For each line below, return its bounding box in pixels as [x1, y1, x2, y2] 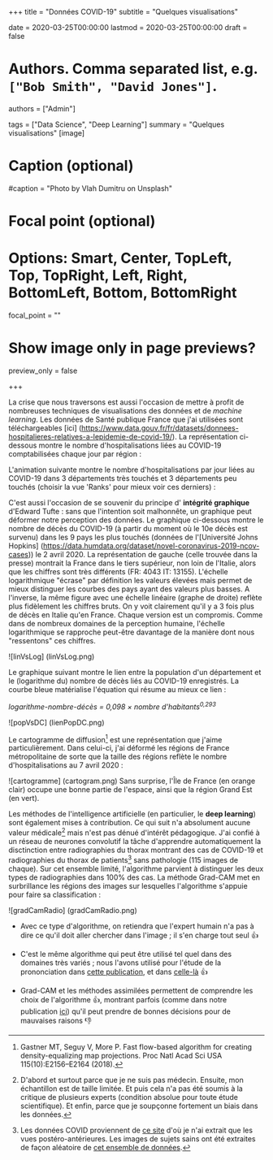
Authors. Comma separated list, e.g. [8, 60, 258, 78]
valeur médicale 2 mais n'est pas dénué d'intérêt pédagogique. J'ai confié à [8, 826, 260, 838]
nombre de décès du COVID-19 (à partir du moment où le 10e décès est [8, 523, 248, 533]
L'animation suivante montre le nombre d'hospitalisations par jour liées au [8, 465, 255, 474]
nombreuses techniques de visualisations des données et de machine [8, 405, 242, 415]
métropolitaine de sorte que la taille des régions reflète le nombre [8, 751, 227, 762]
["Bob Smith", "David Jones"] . [8, 77, 218, 96]
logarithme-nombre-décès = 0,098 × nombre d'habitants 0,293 [8, 700, 217, 712]
